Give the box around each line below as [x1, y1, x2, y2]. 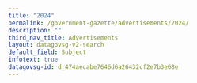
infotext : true [8, 56, 59, 64]
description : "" [8, 26, 62, 34]
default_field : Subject [8, 48, 87, 56]
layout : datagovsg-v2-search [8, 41, 104, 49]
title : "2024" [8, 11, 55, 20]
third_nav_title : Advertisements [8, 33, 119, 42]
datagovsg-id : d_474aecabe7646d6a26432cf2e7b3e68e [8, 63, 179, 71]
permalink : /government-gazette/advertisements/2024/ [8, 19, 190, 27]
